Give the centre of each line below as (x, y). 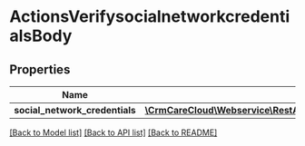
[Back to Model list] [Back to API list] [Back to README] (113, 132)
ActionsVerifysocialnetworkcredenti (150, 17)
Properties (40, 69)
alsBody (41, 36)
